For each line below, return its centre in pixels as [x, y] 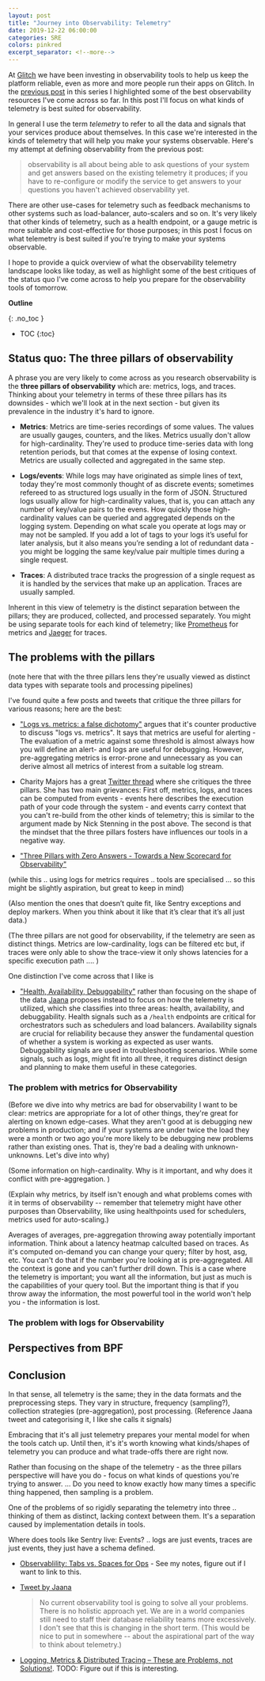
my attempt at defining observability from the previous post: [106, 149]
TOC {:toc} [37, 334]
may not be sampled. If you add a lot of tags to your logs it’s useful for [134, 534]
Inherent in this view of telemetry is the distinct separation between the [124, 607]
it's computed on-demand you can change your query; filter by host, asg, [128, 1251]
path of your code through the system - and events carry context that [133, 806]
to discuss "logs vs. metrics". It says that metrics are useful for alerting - [138, 732]
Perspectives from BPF [66, 1348]
